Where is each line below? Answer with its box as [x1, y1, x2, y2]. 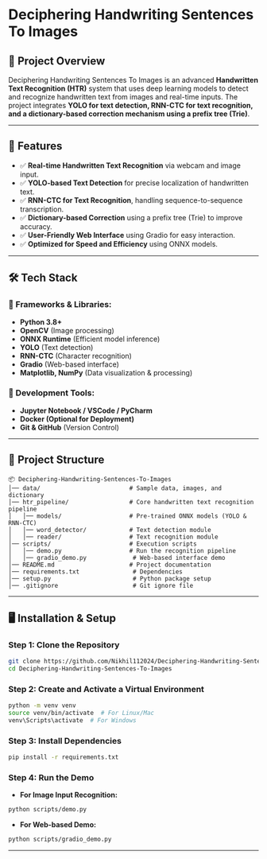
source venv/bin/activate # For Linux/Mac [8, 709, 155, 717]
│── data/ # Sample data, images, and [8, 484, 222, 492]
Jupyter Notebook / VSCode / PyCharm [19, 406, 153, 415]
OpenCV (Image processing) [19, 325, 115, 335]
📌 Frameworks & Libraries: [8, 299, 112, 310]
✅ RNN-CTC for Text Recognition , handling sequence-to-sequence [19, 195, 243, 204]
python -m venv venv [8, 702, 77, 709]
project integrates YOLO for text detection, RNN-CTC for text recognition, [8, 101, 253, 110]
